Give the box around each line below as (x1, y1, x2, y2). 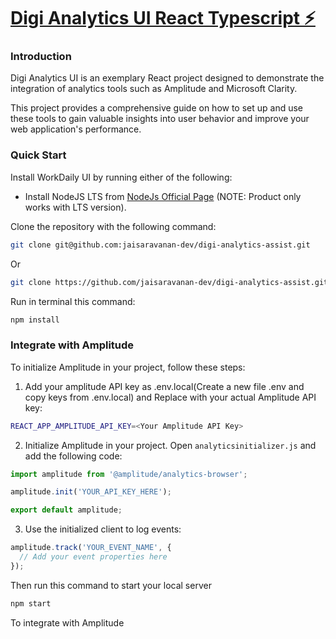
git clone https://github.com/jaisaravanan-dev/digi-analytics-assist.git (10, 277, 329, 287)
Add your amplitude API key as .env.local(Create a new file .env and (24, 380, 305, 392)
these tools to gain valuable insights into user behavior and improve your (10, 113, 310, 125)
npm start (10, 598, 52, 609)
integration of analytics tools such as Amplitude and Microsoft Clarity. (10, 83, 298, 95)
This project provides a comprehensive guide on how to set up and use (10, 102, 304, 114)
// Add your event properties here (19, 552, 168, 562)
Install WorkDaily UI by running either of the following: (10, 171, 233, 183)
